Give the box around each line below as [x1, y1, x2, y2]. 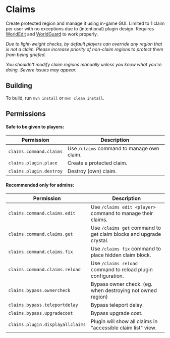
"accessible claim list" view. [90, 324, 157, 331]
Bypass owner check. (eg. [90, 280, 153, 287]
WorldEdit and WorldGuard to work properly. [6, 31, 98, 37]
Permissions [6, 110, 46, 118]
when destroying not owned [90, 287, 157, 294]
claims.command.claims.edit [8, 210, 76, 216]
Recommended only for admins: [6, 182, 75, 188]
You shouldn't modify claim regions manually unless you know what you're [6, 61, 162, 67]
